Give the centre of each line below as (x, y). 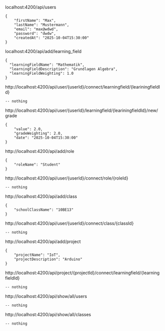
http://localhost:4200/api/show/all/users (46, 296)
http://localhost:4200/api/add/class (41, 196)
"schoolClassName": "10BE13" (44, 210)
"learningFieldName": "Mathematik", (47, 65)
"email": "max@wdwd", (36, 29)
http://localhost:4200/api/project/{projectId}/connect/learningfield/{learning (82, 273)
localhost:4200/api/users (31, 7)
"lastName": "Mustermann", (42, 25)
